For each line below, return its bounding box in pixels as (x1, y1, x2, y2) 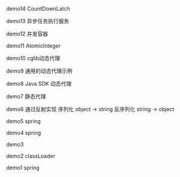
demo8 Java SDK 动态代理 (6, 80, 72, 87)
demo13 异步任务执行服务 (6, 17, 70, 25)
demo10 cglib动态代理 (6, 55, 61, 62)
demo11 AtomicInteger (6, 42, 61, 49)
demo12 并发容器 (6, 30, 49, 37)
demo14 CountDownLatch (6, 5, 70, 12)
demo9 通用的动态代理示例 (6, 67, 73, 74)
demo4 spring (6, 129, 41, 136)
